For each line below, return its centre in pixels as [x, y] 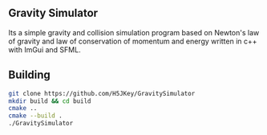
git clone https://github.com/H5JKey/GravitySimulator [102, 93]
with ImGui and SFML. [45, 49]
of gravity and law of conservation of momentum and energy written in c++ [133, 41]
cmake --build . [35, 116]
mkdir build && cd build [50, 101]
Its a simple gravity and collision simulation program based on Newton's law [134, 32]
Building [29, 75]
